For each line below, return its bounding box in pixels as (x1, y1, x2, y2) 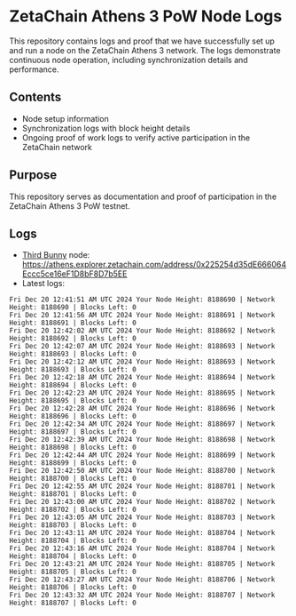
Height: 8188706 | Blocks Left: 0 (9, 583, 137, 592)
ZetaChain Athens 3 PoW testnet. (9, 200, 130, 211)
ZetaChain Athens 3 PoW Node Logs (9, 6, 283, 27)
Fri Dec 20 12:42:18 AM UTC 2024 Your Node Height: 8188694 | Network (9, 373, 276, 382)
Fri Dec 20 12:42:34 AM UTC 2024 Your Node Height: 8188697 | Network (9, 420, 276, 428)
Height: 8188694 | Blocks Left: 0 (9, 380, 137, 390)
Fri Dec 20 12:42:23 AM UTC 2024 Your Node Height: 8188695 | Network (9, 388, 276, 397)
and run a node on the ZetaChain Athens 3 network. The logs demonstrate (9, 44, 281, 55)
